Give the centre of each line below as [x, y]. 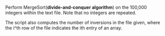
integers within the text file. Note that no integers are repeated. [71, 13]
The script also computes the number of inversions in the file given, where [83, 23]
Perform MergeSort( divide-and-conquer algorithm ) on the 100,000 [76, 7]
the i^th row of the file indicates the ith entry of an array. [64, 28]
